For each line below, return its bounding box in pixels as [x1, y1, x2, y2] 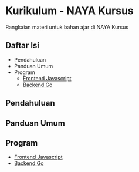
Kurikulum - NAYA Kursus [5, 4, 134, 18]
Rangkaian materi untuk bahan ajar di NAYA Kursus [5, 23, 129, 31]
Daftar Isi [5, 41, 39, 50]
